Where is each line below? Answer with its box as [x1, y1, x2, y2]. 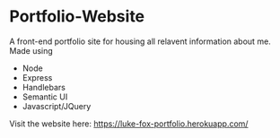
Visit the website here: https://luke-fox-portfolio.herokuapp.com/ [9, 118, 249, 129]
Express [22, 72, 53, 82]
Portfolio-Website [9, 6, 145, 27]
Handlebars [22, 82, 66, 92]
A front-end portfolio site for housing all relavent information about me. [9, 36, 271, 47]
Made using [9, 45, 54, 56]
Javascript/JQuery [22, 100, 92, 111]
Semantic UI [22, 91, 68, 102]
